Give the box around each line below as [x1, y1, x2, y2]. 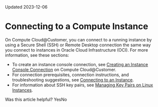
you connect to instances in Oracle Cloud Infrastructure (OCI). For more [5, 47, 148, 53]
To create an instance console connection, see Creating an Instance [12, 61, 148, 67]
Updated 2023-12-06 [5, 4, 47, 10]
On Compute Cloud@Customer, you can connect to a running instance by [5, 37, 152, 42]
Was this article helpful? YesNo [5, 96, 67, 102]
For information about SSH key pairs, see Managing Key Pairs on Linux [12, 82, 154, 88]
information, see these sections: [5, 52, 69, 58]
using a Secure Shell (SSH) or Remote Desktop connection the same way [5, 42, 151, 48]
